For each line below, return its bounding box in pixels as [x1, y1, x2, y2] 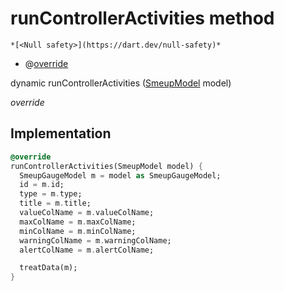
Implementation [10, 125, 112, 142]
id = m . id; [19, 180, 65, 190]
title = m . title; [19, 198, 92, 209]
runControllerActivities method [10, 7, 275, 30]
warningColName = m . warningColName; [19, 235, 172, 246]
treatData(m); [19, 263, 78, 273]
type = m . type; [19, 189, 83, 199]
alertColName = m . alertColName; [19, 245, 155, 255]
